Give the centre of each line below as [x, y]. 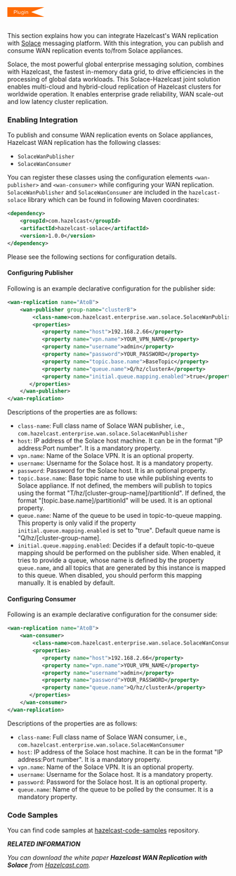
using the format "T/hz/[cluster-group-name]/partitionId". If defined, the [122, 493]
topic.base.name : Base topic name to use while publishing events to [115, 478]
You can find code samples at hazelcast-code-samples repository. [104, 830]
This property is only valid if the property [77, 523]
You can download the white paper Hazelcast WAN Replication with [107, 858]
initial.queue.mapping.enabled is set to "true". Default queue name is [119, 531]
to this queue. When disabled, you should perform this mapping [110, 576]
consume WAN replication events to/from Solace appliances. [95, 51]
